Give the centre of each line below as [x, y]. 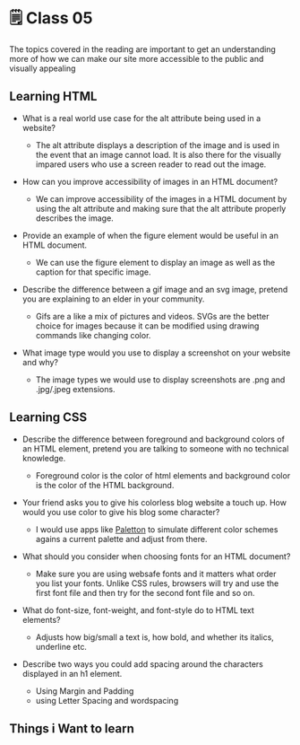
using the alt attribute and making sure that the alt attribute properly [161, 208]
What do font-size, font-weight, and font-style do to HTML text [138, 610]
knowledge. [44, 458]
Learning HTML [53, 96]
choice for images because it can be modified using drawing [147, 326]
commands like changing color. [93, 335]
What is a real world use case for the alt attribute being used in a [141, 118]
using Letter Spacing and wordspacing [107, 700]
